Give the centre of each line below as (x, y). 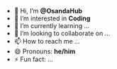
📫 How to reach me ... (47, 41)
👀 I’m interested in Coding (52, 18)
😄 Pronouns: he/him (45, 51)
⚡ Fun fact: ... (33, 59)
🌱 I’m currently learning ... (52, 26)
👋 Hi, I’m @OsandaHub (48, 11)
